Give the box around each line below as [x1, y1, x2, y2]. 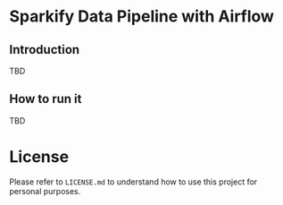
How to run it [9, 91, 82, 107]
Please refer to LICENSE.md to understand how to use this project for [9, 176, 258, 187]
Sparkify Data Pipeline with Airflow [9, 6, 275, 27]
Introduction [9, 42, 80, 57]
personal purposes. [9, 185, 81, 196]
